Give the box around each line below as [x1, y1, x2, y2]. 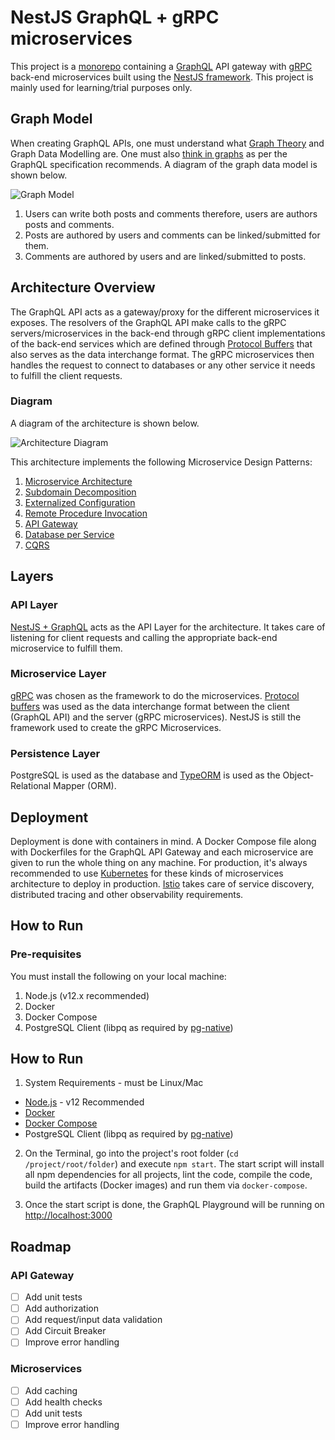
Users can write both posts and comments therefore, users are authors [24, 207, 318, 220]
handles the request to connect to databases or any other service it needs [10, 359, 316, 371]
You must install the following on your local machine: [10, 970, 227, 982]
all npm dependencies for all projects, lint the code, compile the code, [24, 1169, 313, 1181]
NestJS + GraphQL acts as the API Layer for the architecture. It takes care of [10, 621, 326, 633]
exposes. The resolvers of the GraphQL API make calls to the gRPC [10, 316, 287, 328]
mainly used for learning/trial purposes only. [10, 81, 193, 93]
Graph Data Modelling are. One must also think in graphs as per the [10, 147, 288, 160]
